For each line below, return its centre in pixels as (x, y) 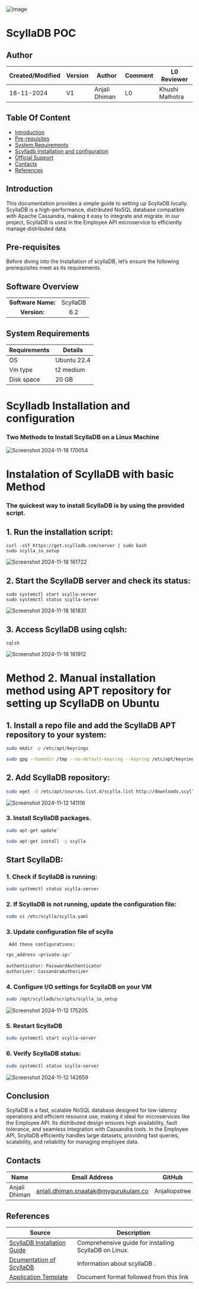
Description (133, 1232)
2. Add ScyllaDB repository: (58, 778)
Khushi (169, 89)
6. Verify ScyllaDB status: (44, 1053)
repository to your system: (56, 735)
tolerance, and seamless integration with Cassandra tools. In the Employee (97, 1129)
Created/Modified (35, 76)
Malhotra (171, 97)
